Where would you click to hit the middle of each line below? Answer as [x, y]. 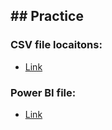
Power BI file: [43, 92]
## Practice [47, 16]
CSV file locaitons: [56, 45]
